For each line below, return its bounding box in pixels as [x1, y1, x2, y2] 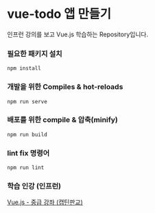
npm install [7, 65, 41, 72]
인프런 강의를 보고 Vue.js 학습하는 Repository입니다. [7, 30, 149, 38]
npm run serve [7, 98, 48, 105]
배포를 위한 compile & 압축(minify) [7, 115, 119, 125]
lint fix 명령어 [7, 148, 50, 158]
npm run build [7, 131, 48, 138]
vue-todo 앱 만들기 [7, 6, 112, 22]
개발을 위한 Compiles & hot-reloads [7, 82, 123, 92]
